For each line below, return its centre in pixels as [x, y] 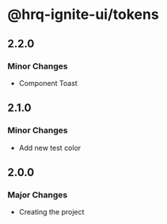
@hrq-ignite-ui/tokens [83, 15]
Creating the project [51, 212]
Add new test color [50, 147]
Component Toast [48, 83]
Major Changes [38, 195]
